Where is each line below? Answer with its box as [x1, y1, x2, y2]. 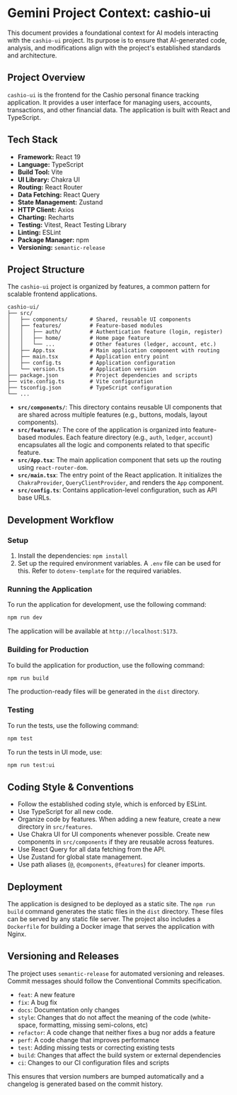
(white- [190, 1013, 212, 1021]
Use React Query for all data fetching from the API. [17, 845, 166, 854]
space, [17, 1020, 37, 1029]
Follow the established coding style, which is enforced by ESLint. [17, 800, 207, 808]
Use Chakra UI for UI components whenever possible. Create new [17, 830, 210, 839]
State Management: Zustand [17, 197, 103, 207]
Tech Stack [7, 133, 58, 146]
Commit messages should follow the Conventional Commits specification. [7, 976, 222, 985]
